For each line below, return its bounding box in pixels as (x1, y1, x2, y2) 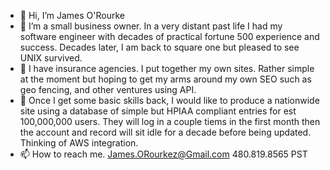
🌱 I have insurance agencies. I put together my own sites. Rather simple (19, 63, 315, 74)
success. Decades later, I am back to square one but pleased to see (19, 41, 300, 53)
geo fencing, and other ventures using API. (19, 84, 197, 95)
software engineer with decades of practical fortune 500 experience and (19, 31, 320, 42)
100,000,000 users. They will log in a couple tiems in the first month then (19, 116, 321, 127)
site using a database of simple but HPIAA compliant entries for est (19, 105, 297, 117)
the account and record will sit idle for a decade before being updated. (19, 126, 312, 138)
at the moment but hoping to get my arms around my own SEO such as (19, 73, 312, 85)
